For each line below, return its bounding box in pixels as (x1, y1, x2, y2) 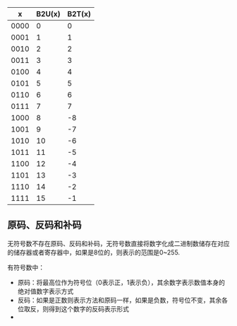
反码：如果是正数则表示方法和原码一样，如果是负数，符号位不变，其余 (17, 296, 222, 304)
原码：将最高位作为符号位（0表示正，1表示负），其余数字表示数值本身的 (17, 278, 226, 286)
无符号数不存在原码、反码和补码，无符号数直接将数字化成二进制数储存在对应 (7, 239, 230, 248)
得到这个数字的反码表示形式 (48, 304, 129, 313)
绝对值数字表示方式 (17, 286, 74, 296)
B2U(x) (36, 9, 61, 18)
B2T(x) (66, 9, 92, 18)
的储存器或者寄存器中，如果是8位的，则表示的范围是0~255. (7, 248, 181, 257)
